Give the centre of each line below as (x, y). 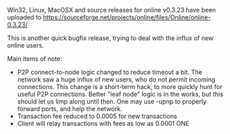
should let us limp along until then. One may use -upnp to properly (112, 102)
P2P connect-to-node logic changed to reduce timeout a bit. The (110, 72)
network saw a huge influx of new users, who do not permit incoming (116, 79)
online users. (26, 45)
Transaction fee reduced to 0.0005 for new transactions (97, 116)
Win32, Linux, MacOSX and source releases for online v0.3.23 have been (112, 10)
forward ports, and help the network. (70, 109)
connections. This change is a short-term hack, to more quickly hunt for (120, 87)
